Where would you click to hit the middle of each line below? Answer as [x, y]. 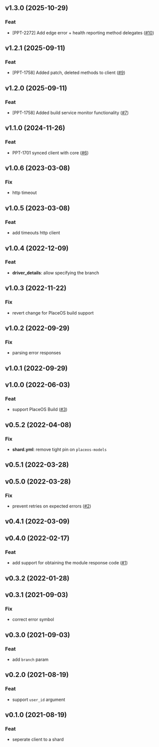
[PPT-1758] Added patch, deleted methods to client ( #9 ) [69, 72]
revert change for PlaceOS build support [53, 313]
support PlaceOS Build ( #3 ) [40, 410]
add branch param [30, 659]
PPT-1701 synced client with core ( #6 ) [50, 153]
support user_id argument [39, 699]
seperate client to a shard [38, 740]
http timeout [24, 193]
